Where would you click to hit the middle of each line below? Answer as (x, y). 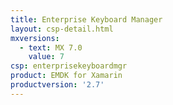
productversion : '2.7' (57, 85)
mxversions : (35, 38)
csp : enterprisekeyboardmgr (69, 66)
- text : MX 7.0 (51, 47)
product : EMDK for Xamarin (66, 76)
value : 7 (46, 57)
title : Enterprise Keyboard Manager (86, 19)
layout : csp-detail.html (62, 29)
